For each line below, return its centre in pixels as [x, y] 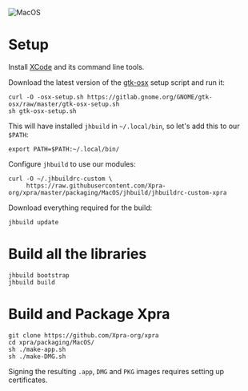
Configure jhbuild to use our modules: [72, 163]
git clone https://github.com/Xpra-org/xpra [84, 335]
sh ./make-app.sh [37, 349]
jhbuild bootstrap [39, 275]
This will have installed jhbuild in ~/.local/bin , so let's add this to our [124, 126]
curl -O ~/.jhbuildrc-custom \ [60, 179]
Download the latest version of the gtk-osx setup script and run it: [117, 82]
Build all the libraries [78, 254]
